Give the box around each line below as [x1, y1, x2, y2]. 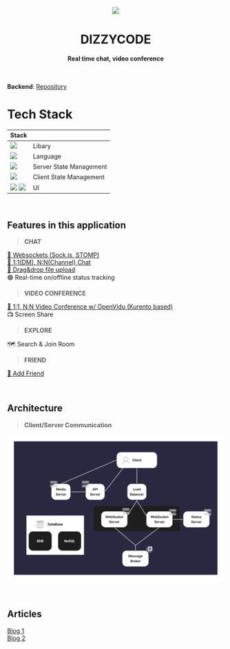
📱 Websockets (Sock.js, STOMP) [7, 251, 100, 259]
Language [32, 152, 62, 161]
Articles [7, 608, 43, 620]
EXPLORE [23, 326, 52, 334]
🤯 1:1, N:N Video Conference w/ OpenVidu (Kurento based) [7, 302, 174, 311]
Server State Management [32, 163, 107, 171]
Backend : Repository [7, 82, 67, 90]
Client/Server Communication [23, 420, 112, 429]
